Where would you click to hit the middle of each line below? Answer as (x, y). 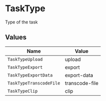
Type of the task (21, 22)
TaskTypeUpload (25, 59)
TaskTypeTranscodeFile (34, 83)
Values (16, 37)
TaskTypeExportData (30, 75)
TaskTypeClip (23, 91)
